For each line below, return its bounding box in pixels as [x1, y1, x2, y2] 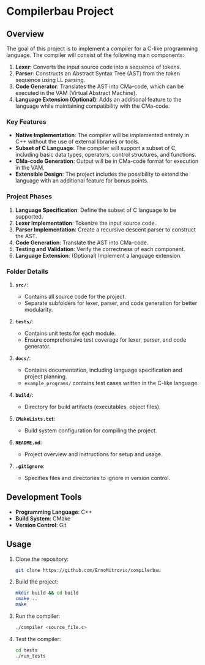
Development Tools [6, 492, 82, 503]
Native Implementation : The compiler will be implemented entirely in [15, 132, 190, 139]
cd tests [15, 647, 38, 653]
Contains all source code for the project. [24, 293, 127, 300]
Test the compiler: [15, 635, 61, 642]
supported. [15, 212, 43, 220]
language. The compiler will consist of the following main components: [6, 51, 185, 59]
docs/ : [15, 354, 31, 362]
